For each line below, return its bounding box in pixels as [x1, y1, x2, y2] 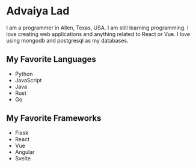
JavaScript [14, 76, 42, 83]
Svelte [14, 154, 31, 162]
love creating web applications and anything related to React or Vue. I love [6, 30, 191, 37]
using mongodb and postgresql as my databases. [6, 37, 129, 44]
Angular [14, 148, 35, 156]
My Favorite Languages [6, 54, 96, 64]
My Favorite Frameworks [6, 113, 102, 124]
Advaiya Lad [6, 4, 70, 18]
